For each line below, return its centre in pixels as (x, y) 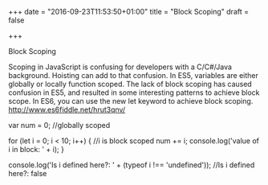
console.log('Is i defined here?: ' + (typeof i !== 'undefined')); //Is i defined (132, 165)
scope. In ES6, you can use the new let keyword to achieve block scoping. (131, 101)
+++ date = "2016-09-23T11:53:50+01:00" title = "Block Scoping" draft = (128, 12)
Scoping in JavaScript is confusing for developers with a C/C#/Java (120, 67)
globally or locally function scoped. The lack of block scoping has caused (130, 84)
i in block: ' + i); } (36, 149)
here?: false (28, 173)
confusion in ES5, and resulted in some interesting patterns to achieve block (134, 92)
